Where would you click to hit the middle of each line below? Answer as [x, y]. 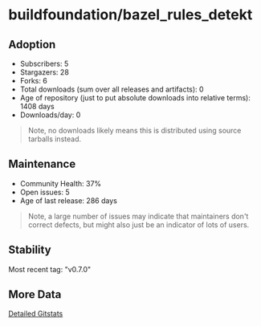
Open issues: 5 [45, 192]
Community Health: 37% [61, 183]
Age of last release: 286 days [69, 200]
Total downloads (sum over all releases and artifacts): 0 [112, 89]
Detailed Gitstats [36, 314]
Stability [30, 250]
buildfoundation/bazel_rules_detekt [130, 15]
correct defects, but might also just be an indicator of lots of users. [139, 224]
